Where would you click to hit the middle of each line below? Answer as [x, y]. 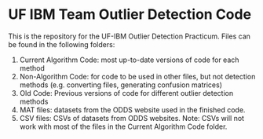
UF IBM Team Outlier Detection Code [130, 15]
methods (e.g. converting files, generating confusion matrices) [121, 85]
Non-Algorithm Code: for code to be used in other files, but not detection [137, 76]
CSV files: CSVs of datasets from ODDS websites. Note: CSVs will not [132, 118]
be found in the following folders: [62, 44]
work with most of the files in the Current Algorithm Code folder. [123, 126]
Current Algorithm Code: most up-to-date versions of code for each [129, 60]
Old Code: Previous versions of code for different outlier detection [126, 93]
